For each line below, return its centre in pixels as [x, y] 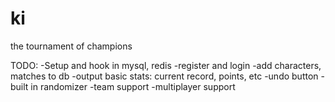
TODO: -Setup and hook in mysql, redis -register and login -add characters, [166, 65]
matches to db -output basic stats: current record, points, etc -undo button [164, 76]
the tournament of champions [71, 46]
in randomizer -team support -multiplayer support [133, 86]
